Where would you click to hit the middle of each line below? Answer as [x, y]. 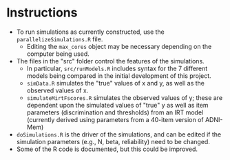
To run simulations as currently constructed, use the [90, 32]
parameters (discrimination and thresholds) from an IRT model [115, 112]
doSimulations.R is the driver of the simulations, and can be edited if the [119, 134]
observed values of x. [57, 90]
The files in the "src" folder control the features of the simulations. [110, 61]
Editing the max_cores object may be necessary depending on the [119, 46]
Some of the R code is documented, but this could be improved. [107, 149]
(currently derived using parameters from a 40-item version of [115, 119]
